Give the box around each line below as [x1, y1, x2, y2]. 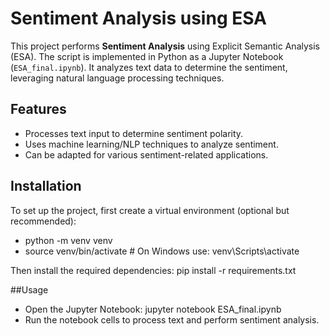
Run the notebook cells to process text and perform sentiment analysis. [24, 313, 320, 326]
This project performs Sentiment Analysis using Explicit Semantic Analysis [10, 40, 320, 52]
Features [10, 101, 67, 118]
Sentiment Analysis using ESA [10, 7, 268, 30]
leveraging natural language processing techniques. [10, 72, 225, 84]
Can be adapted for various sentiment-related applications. [24, 148, 269, 161]
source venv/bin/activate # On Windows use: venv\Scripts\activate [24, 245, 300, 257]
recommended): [10, 215, 77, 227]
